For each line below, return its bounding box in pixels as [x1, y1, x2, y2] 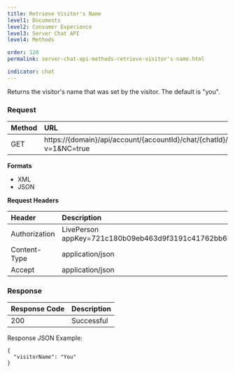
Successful [71, 316, 108, 326]
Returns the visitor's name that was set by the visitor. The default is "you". [7, 87, 220, 95]
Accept [10, 265, 35, 275]
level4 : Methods [7, 36, 55, 43]
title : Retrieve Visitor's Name [7, 10, 101, 18]
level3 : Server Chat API [7, 29, 80, 37]
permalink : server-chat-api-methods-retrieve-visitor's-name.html [7, 55, 205, 63]
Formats [7, 162, 32, 170]
